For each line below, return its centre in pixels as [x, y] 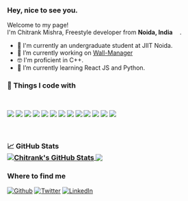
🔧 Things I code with [42, 85]
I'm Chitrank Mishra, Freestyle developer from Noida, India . [95, 32]
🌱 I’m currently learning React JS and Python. [81, 68]
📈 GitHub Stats [33, 146]
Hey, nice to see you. [43, 10]
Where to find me [37, 176]
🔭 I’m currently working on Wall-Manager [75, 53]
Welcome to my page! [38, 25]
